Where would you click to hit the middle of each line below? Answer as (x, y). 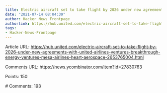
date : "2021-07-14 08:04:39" (35, 14)
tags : (11, 28)
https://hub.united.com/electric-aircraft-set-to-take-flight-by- (94, 47)
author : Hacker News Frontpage (38, 19)
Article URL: (17, 47)
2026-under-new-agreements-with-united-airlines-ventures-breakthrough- (83, 52)
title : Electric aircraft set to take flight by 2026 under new (73, 10)
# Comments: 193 (23, 86)
